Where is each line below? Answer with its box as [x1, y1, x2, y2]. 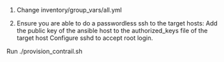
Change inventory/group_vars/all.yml [16, 6, 122, 14]
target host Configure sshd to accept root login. [16, 34, 154, 42]
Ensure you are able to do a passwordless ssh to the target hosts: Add [16, 19, 218, 27]
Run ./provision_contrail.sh [6, 48, 83, 55]
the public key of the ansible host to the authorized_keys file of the [16, 27, 208, 34]
